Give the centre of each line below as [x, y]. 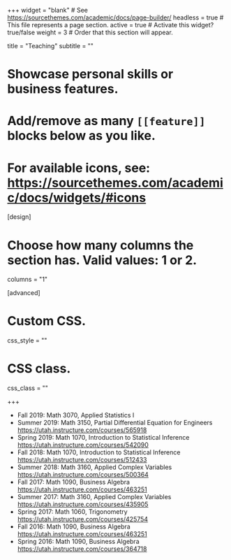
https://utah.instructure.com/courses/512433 [82, 460]
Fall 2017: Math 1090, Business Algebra [74, 482]
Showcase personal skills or [90, 74]
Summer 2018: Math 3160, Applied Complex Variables [95, 467]
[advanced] [24, 293]
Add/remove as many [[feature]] [106, 121]
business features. [63, 89]
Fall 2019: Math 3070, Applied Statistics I [76, 415]
